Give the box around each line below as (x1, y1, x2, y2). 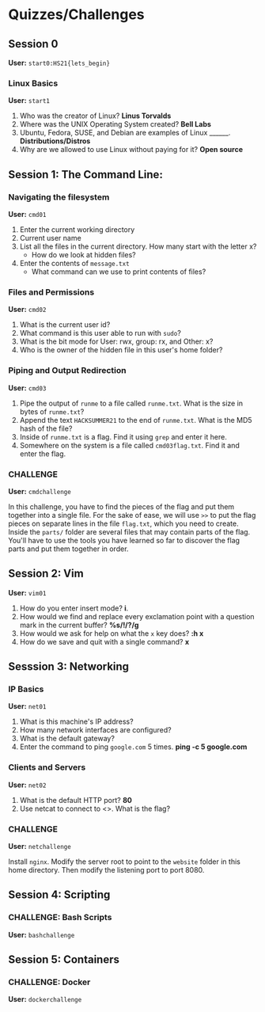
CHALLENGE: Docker (8, 976, 91, 987)
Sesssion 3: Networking (8, 660, 129, 674)
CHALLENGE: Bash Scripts (8, 912, 112, 923)
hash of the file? (19, 424, 73, 433)
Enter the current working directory (19, 224, 135, 234)
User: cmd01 (8, 209, 47, 219)
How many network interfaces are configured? (19, 725, 172, 735)
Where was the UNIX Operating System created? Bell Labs (19, 120, 212, 129)
